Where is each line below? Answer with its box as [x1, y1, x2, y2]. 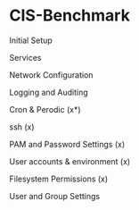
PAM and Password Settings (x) [9, 139, 126, 149]
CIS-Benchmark [9, 5, 131, 26]
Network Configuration [9, 69, 94, 80]
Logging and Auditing [9, 87, 89, 97]
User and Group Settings [9, 190, 101, 201]
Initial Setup [9, 35, 53, 46]
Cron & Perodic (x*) [9, 104, 82, 114]
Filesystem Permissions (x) [9, 173, 109, 184]
